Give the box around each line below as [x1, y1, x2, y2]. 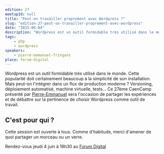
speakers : [5, 48, 25, 53]
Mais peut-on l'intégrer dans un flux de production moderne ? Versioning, [5, 81, 153, 87]
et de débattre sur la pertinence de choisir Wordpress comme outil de [5, 96, 145, 103]
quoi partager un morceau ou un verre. [5, 134, 83, 140]
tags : [5, 35, 16, 40]
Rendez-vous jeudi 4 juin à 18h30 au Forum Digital [5, 144, 106, 150]
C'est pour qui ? [5, 116, 55, 124]
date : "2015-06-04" [5, 25, 45, 30]
